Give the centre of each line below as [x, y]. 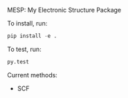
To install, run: [27, 23]
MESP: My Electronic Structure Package [64, 10]
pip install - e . [32, 36]
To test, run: [24, 49]
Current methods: [32, 75]
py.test [18, 61]
